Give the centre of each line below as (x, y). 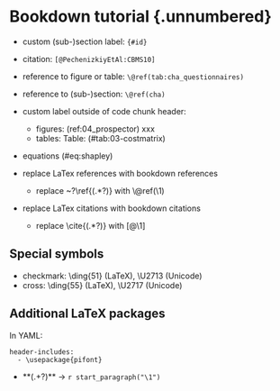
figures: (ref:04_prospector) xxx (95, 129)
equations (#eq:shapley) (68, 156)
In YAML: (26, 335)
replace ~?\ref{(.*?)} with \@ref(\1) (100, 190)
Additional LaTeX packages (87, 314)
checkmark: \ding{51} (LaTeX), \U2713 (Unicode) (112, 276)
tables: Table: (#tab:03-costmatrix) (101, 138)
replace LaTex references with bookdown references (120, 173)
